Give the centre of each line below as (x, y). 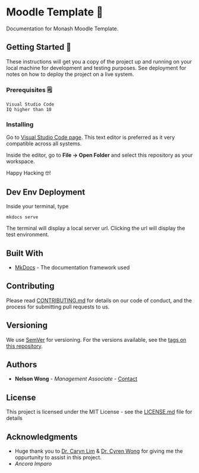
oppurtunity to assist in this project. (58, 458)
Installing (20, 124)
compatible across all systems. (44, 144)
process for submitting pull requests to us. (58, 307)
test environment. (28, 234)
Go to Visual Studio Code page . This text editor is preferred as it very (91, 137)
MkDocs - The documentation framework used (72, 267)
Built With (25, 253)
